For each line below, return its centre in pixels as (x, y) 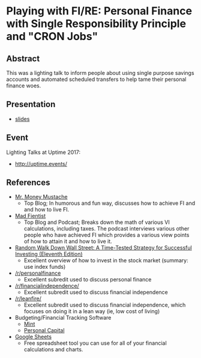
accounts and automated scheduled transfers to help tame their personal (96, 79)
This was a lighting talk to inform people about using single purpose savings (100, 73)
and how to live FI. (46, 210)
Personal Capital (44, 330)
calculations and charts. (53, 350)
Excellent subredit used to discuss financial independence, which (105, 305)
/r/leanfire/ (28, 299)
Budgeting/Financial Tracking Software (63, 318)
